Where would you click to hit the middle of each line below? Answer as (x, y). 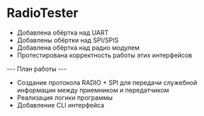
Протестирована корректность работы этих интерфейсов (104, 55)
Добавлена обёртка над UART (63, 33)
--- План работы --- (37, 69)
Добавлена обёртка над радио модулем (78, 47)
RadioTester (42, 13)
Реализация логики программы (65, 98)
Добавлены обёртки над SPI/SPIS (68, 40)
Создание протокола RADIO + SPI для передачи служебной (107, 82)
